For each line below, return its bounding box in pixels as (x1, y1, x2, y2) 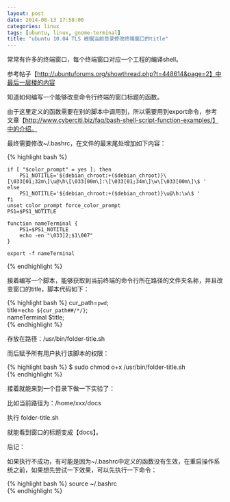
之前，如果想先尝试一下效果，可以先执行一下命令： (12, 466, 157, 474)
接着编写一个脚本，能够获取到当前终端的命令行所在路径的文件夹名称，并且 (7, 276, 217, 285)
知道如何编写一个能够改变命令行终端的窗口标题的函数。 (7, 93, 163, 101)
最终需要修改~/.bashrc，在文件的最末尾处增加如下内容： (7, 139, 166, 147)
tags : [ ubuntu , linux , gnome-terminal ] (7, 29, 121, 36)
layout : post (7, 10, 44, 17)
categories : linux (7, 23, 60, 29)
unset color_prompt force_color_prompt (7, 202, 121, 209)
